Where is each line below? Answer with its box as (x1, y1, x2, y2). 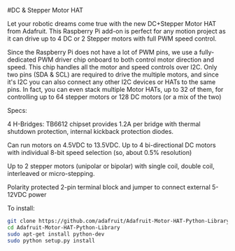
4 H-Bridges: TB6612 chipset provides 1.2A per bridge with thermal (7, 120, 201, 128)
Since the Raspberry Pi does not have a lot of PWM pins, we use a (7, 48, 198, 56)
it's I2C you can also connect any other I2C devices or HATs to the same (7, 78, 216, 86)
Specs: (7, 107, 28, 114)
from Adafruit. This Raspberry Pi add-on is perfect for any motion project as (7, 27, 226, 35)
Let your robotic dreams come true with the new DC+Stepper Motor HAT (7, 20, 217, 27)
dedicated (7, 55, 36, 64)
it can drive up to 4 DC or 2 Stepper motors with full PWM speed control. (7, 34, 217, 43)
